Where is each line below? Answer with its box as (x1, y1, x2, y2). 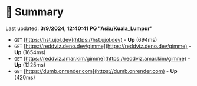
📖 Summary (5, 5, 64, 19)
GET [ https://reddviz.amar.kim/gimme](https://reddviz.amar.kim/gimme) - (14, 55, 191, 62)
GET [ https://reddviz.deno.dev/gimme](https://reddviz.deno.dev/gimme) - (14, 42, 192, 49)
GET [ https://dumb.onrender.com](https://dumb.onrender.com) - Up (14, 67, 178, 74)
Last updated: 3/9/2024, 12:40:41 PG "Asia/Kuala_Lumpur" (5, 25, 153, 32)
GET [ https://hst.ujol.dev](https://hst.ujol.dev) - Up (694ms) (14, 36, 157, 43)
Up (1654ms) (14, 48, 46, 55)
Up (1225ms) (14, 61, 45, 68)
